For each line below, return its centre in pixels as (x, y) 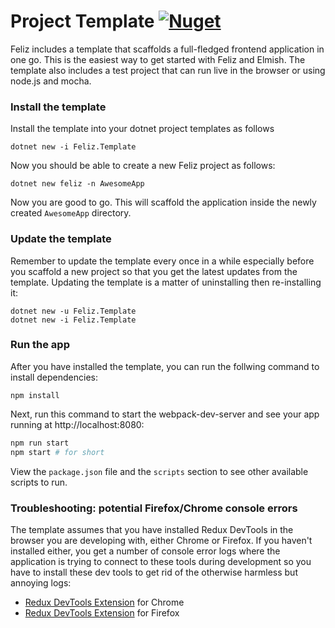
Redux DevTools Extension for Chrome (104, 602)
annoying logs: (41, 582)
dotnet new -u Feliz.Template (73, 311)
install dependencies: (54, 377)
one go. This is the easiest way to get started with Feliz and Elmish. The (158, 59)
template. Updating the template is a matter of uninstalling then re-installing (166, 282)
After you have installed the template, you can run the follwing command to (165, 366)
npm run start (40, 443)
